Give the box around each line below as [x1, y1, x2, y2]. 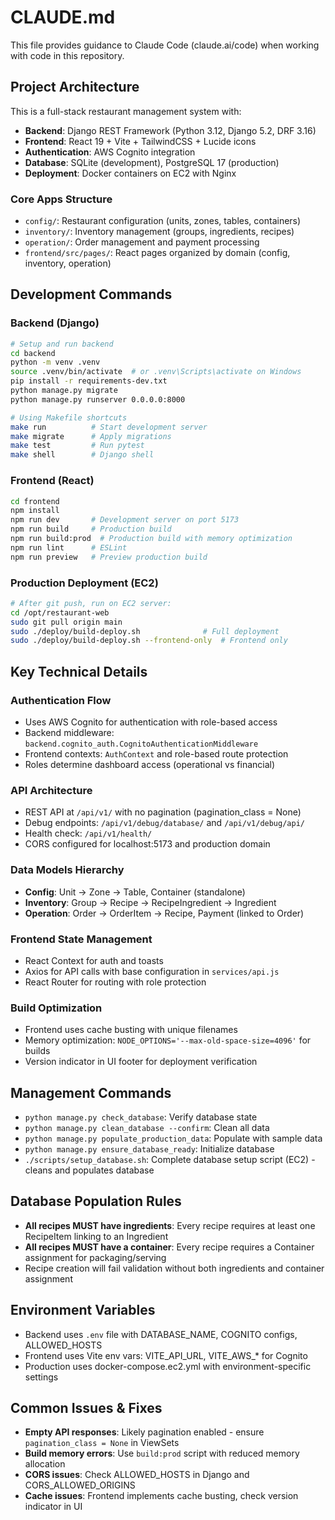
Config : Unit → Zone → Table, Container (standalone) [24, 886, 246, 898]
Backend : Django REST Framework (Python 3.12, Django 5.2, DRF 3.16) [24, 124, 317, 136]
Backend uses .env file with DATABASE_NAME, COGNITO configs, [24, 1328, 298, 1340]
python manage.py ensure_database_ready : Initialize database [24, 1143, 275, 1155]
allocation [24, 1458, 66, 1470]
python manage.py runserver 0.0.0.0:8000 [10, 394, 186, 405]
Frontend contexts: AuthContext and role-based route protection [24, 748, 289, 760]
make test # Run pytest [10, 441, 145, 451]
